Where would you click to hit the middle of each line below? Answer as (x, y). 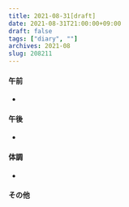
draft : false (30, 31)
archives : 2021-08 (39, 46)
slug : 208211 (30, 54)
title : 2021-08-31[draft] (52, 16)
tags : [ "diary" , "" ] (43, 39)
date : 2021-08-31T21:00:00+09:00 (65, 24)
